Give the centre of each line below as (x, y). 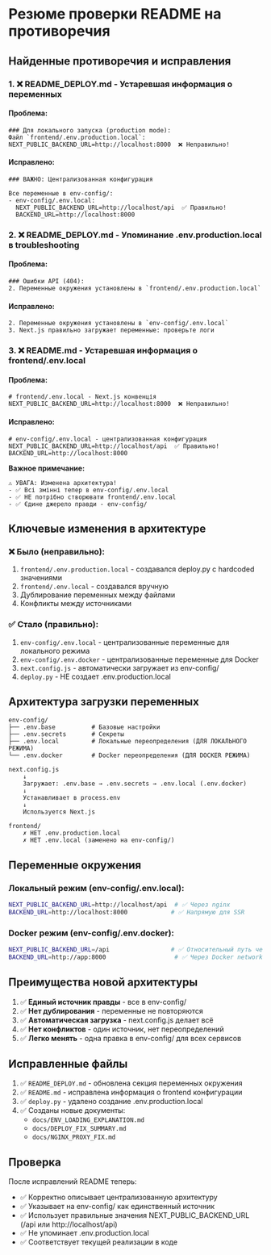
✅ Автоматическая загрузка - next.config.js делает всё (117, 1020)
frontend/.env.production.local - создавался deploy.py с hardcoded (137, 569)
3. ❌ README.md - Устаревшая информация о (103, 350)
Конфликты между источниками (75, 604)
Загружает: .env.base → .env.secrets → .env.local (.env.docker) (135, 784)
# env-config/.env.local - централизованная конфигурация (108, 439)
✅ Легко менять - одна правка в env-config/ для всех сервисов (131, 1038)
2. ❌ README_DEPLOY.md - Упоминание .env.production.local (135, 235)
